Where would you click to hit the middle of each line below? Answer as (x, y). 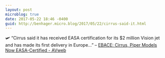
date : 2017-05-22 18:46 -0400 (37, 19)
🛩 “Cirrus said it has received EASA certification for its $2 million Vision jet (82, 38)
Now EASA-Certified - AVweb (36, 51)
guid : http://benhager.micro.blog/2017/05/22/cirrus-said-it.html (76, 24)
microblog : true (22, 14)
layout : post (19, 10)
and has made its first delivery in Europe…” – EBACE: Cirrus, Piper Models (81, 45)
